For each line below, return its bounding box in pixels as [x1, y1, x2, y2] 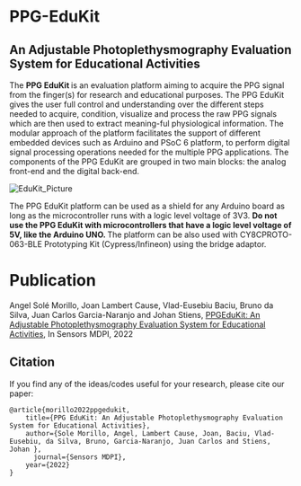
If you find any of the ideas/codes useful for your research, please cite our [9, 378, 285, 389]
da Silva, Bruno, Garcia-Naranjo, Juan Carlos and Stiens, [45, 437, 271, 446]
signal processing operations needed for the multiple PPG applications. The [9, 146, 289, 157]
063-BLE [9, 239, 43, 249]
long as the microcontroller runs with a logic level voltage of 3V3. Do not [9, 210, 278, 221]
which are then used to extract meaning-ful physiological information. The [9, 119, 285, 128]
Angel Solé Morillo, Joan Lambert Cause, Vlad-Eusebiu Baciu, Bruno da [9, 299, 274, 311]
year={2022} [25, 460, 70, 469]
